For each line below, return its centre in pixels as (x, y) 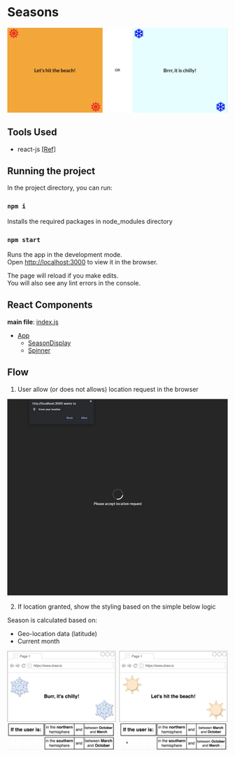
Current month (38, 642)
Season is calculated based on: (52, 621)
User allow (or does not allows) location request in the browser (108, 389)
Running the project (51, 171)
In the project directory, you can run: (60, 188)
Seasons (33, 12)
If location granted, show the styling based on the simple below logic (116, 607)
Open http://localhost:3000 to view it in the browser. (83, 262)
